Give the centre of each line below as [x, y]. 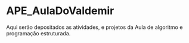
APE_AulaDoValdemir [60, 11]
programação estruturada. [38, 33]
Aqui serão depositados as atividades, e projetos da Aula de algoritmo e [94, 27]
